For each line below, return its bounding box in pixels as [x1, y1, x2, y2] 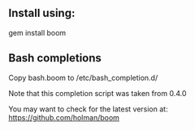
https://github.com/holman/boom [8, 112, 120, 122]
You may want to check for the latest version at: [8, 104, 168, 114]
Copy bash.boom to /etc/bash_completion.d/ [8, 73, 158, 82]
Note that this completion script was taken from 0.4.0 [8, 88, 187, 98]
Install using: [8, 6, 76, 20]
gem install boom [8, 27, 67, 37]
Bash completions [8, 52, 102, 65]
